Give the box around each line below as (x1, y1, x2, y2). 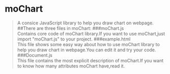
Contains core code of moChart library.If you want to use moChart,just (17, 30, 165, 36)
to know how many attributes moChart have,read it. (17, 63, 125, 69)
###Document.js (17, 52, 53, 58)
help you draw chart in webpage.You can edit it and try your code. (17, 47, 156, 53)
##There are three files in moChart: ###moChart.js (17, 25, 124, 31)
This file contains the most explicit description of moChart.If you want (17, 57, 164, 63)
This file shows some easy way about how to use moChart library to (17, 41, 160, 47)
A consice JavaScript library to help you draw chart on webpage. (17, 20, 154, 26)
